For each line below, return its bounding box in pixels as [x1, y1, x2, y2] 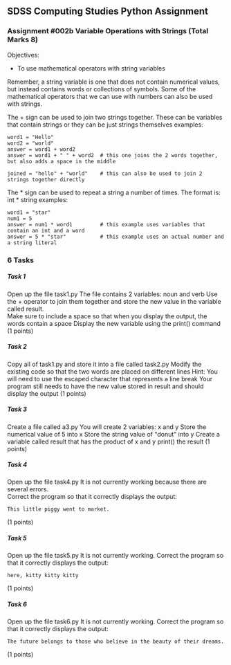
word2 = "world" [7, 140, 54, 147]
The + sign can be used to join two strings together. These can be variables [7, 113, 223, 121]
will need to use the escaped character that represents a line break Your [7, 374, 213, 383]
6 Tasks [7, 255, 35, 265]
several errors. [7, 485, 49, 493]
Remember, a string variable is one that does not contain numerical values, [7, 78, 220, 86]
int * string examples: [7, 195, 68, 203]
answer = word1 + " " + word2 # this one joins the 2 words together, [7, 152, 218, 158]
